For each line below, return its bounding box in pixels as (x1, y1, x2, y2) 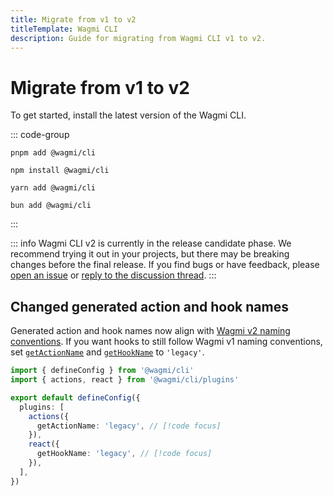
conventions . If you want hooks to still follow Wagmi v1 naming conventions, (10, 336, 323, 348)
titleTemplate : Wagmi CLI (10, 24, 118, 34)
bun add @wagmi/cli (10, 201, 92, 211)
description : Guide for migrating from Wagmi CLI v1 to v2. (10, 33, 267, 43)
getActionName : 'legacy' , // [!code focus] (36, 421, 222, 431)
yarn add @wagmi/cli (10, 183, 97, 193)
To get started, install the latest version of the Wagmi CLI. (10, 109, 247, 121)
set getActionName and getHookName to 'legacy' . (10, 346, 205, 358)
